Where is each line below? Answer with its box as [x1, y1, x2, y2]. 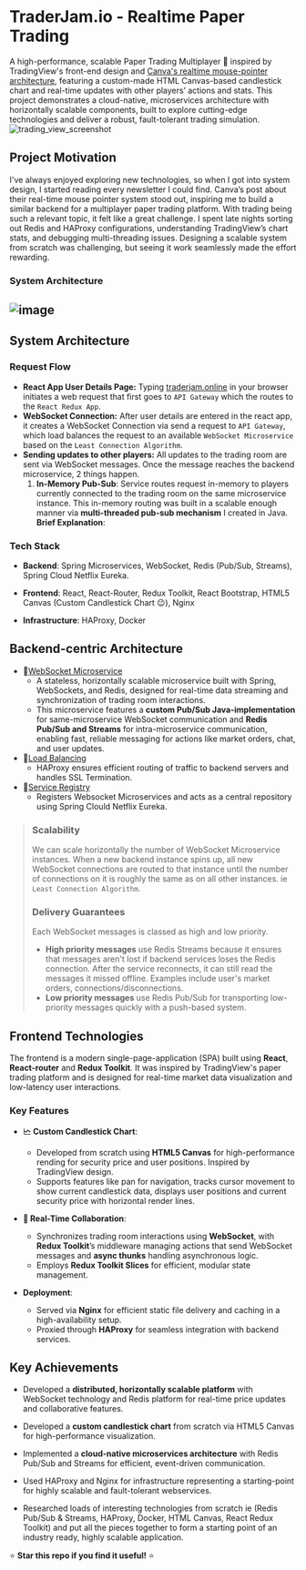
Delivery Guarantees [31, 906, 126, 919]
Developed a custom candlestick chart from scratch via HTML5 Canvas [22, 1421, 295, 1432]
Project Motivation [9, 150, 117, 166]
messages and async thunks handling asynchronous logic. [36, 1249, 259, 1260]
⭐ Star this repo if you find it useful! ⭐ [9, 1550, 155, 1561]
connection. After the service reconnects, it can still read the [45, 963, 273, 974]
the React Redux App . [22, 401, 102, 412]
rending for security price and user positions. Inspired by [36, 1157, 250, 1167]
